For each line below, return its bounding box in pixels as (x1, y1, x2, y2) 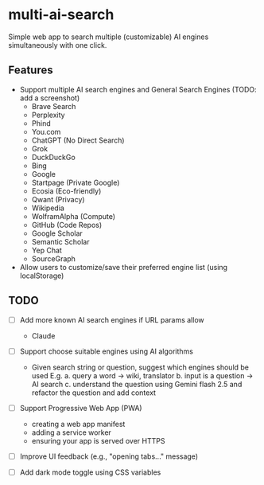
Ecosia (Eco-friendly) (31, 186, 102, 196)
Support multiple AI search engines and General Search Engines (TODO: (19, 84, 257, 94)
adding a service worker (31, 428, 111, 437)
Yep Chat (31, 245, 62, 255)
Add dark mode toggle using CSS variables (19, 467, 161, 477)
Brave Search (31, 101, 76, 111)
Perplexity (31, 110, 65, 119)
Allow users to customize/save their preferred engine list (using (19, 262, 228, 272)
